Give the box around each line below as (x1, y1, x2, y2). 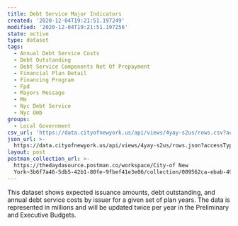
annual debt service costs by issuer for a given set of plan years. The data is (7, 196, 230, 204)
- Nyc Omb (13, 109, 42, 116)
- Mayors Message (13, 89, 65, 96)
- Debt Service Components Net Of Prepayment (13, 63, 151, 70)
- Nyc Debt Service (13, 103, 72, 110)
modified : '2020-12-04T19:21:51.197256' (7, 23, 129, 30)
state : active (7, 30, 50, 38)
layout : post (7, 149, 46, 156)
